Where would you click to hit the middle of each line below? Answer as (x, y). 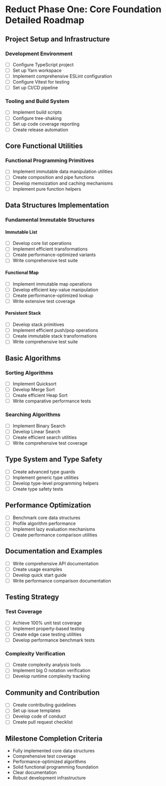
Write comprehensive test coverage (50, 443)
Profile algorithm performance (44, 523)
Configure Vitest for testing (41, 82)
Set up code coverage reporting (46, 124)
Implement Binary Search (39, 426)
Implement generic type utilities (46, 477)
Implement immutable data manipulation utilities (62, 171)
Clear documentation (35, 772)
